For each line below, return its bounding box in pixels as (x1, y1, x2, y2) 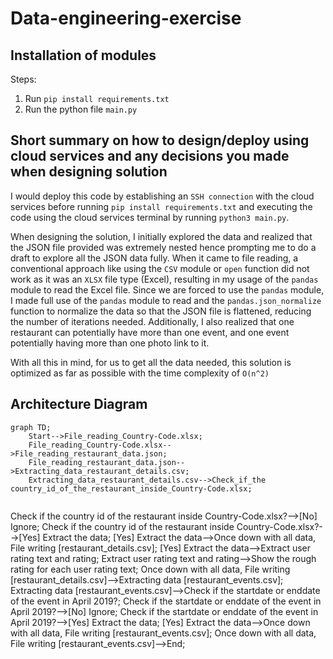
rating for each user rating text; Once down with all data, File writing (10, 563, 291, 575)
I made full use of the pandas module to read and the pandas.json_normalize (10, 294, 322, 306)
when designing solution (10, 163, 168, 181)
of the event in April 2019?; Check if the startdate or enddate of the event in (10, 595, 322, 607)
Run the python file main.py (24, 103, 138, 115)
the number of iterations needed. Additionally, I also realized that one (10, 315, 295, 327)
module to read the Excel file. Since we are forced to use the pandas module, (10, 283, 325, 296)
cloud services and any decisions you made (10, 148, 290, 165)
